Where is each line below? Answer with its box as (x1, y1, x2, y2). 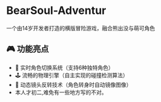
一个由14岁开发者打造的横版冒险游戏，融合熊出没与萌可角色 (6, 24, 156, 32)
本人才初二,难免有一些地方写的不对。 (15, 89, 107, 96)
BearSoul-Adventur (6, 4, 107, 18)
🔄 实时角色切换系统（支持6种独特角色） (15, 64, 114, 71)
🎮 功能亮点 (6, 44, 49, 55)
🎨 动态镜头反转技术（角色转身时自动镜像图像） (15, 81, 132, 88)
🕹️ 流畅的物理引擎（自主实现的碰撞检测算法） (15, 71, 128, 79)
